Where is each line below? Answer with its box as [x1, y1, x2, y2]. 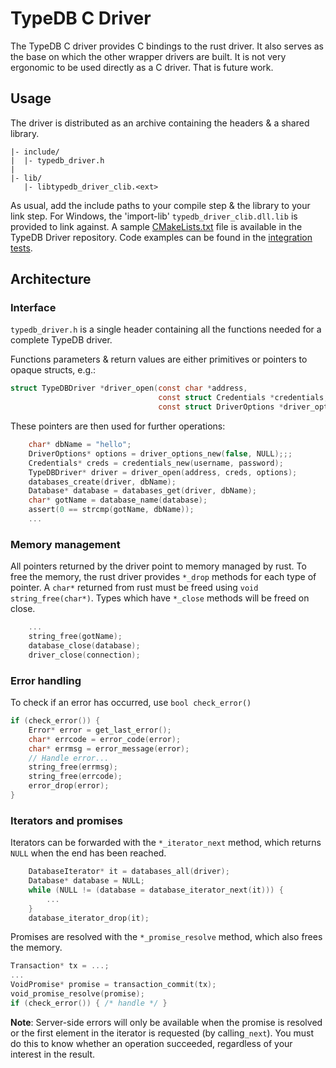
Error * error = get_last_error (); [28, 725, 172, 735]
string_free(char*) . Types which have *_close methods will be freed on [10, 592, 310, 604]
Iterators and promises [10, 813, 123, 827]
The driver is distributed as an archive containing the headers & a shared [10, 117, 310, 129]
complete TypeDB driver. [10, 334, 113, 346]
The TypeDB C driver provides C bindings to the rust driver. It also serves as [10, 40, 324, 52]
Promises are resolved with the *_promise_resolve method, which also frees [10, 931, 323, 943]
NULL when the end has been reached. [10, 847, 167, 859]
